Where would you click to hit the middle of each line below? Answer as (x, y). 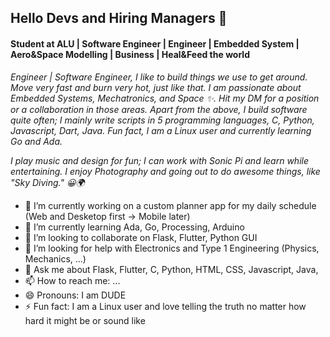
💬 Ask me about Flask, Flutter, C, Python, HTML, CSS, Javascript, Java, (171, 269)
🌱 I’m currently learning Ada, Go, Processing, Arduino (134, 227)
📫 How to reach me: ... (72, 280)
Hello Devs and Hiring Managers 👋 (119, 18)
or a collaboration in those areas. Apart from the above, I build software (159, 109)
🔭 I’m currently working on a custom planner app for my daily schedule (170, 205)
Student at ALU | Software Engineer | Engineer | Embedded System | (155, 43)
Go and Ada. (36, 141)
